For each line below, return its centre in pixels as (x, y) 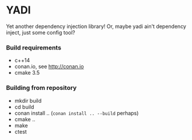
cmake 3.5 (27, 73)
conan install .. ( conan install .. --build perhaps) (76, 113)
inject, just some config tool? (41, 32)
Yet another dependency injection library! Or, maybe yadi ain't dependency (96, 26)
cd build (24, 107)
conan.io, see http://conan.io (49, 66)
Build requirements (34, 47)
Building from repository (41, 88)
